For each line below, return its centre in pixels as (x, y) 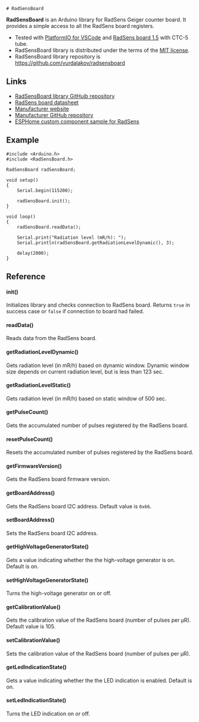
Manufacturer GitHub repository (54, 115)
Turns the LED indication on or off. (48, 714)
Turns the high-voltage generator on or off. (59, 593)
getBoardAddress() (31, 493)
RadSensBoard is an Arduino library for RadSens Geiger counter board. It (96, 20)
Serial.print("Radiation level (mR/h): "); (72, 237)
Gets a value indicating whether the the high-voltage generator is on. (91, 560)
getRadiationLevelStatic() (39, 385)
